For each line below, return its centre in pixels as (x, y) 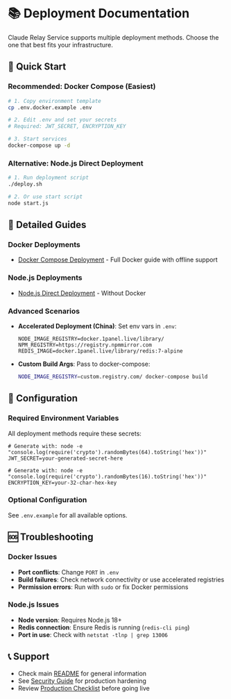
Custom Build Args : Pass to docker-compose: (84, 364)
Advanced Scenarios (44, 311)
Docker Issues (33, 557)
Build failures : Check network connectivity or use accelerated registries (121, 579)
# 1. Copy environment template (54, 101)
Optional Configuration (48, 500)
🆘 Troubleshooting (51, 537)
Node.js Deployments (45, 278)
